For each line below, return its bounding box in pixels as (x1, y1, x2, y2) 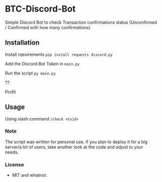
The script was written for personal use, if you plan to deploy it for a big (5, 139, 148, 145)
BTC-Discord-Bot (5, 3, 76, 15)
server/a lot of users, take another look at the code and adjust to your (5, 144, 144, 150)
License (5, 161, 24, 168)
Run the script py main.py (5, 70, 56, 76)
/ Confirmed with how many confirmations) (5, 24, 91, 30)
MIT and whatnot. (12, 172, 47, 178)
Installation (5, 39, 40, 47)
